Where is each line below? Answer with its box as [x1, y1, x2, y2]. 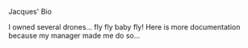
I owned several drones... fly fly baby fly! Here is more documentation [8, 22, 241, 31]
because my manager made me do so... [8, 31, 141, 40]
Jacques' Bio [8, 7, 53, 16]
